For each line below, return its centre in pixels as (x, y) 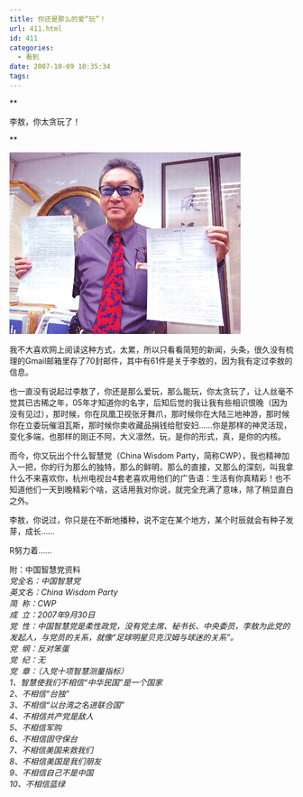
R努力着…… (31, 550)
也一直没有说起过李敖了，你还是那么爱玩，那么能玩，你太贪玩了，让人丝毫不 (151, 391)
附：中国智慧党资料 (45, 570)
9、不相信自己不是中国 (51, 773)
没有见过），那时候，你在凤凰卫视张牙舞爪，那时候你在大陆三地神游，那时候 (150, 413)
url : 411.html (36, 28)
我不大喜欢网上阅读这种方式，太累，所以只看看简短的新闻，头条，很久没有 (147, 349)
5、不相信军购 (36, 727)
